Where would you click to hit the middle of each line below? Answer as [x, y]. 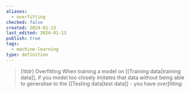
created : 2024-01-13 [31, 28]
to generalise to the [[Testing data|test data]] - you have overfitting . [102, 83]
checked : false [25, 22]
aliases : [17, 11]
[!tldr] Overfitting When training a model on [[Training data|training [101, 71]
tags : [13, 44]
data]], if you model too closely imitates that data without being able [102, 77]
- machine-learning [35, 49]
